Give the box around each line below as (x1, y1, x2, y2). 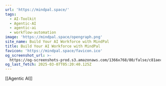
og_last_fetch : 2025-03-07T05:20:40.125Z (5, 62, 92, 67)
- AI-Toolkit (9, 16, 37, 21)
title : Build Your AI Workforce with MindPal (5, 44, 100, 49)
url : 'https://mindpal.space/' (5, 7, 70, 12)
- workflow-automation (9, 30, 56, 35)
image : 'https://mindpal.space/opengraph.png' (5, 35, 103, 40)
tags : (5, 12, 16, 17)
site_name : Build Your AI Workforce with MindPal (5, 39, 110, 44)
